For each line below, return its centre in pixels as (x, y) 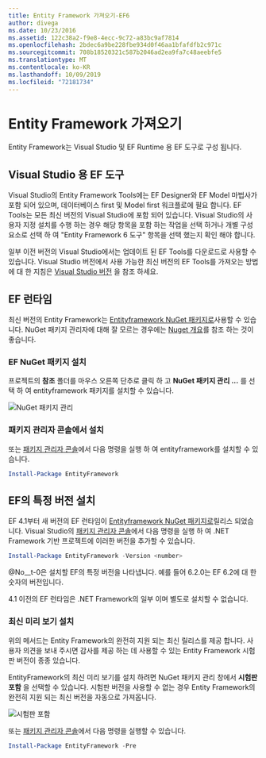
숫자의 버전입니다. (36, 582)
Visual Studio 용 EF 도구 (66, 174)
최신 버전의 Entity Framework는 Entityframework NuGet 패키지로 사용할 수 (125, 320)
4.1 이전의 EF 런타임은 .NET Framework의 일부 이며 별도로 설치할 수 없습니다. (128, 599)
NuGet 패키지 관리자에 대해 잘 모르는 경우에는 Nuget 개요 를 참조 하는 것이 (139, 329)
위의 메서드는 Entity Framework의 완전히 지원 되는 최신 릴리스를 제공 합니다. (127, 641)
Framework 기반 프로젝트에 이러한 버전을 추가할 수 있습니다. (102, 541)
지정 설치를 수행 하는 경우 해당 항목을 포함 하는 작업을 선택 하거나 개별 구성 (138, 225)
